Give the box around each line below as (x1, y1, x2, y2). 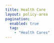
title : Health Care (5, 7, 46, 12)
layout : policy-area (5, 12, 48, 17)
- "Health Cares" (14, 30, 50, 35)
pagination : (5, 16, 30, 21)
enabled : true (9, 21, 39, 26)
